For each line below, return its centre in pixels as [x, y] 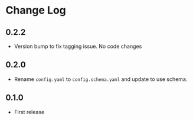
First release [29, 112]
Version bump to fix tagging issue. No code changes [78, 46]
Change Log [36, 10]
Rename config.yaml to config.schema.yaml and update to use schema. [101, 79]
